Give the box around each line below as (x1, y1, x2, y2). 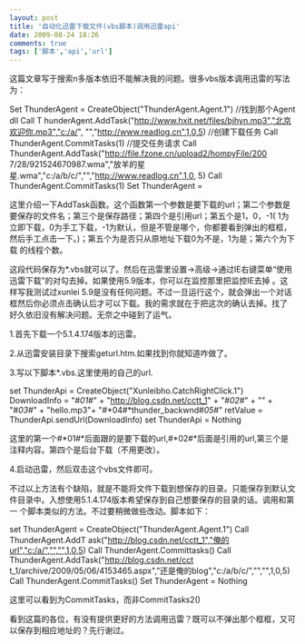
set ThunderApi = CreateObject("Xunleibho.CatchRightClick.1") (9, 385, 244, 396)
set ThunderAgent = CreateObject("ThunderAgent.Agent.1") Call (9, 524, 250, 535)
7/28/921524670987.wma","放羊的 (9, 159, 138, 170)
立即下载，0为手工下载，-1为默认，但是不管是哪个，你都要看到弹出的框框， (9, 222, 292, 233)
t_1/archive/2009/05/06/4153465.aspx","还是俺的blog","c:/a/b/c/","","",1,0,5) (9, 565, 290, 577)
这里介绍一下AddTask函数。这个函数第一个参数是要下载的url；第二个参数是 (9, 199, 290, 210)
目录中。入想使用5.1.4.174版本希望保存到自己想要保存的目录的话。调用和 (16, 494, 287, 505)
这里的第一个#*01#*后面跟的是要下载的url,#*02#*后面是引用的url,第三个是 (9, 433, 289, 444)
